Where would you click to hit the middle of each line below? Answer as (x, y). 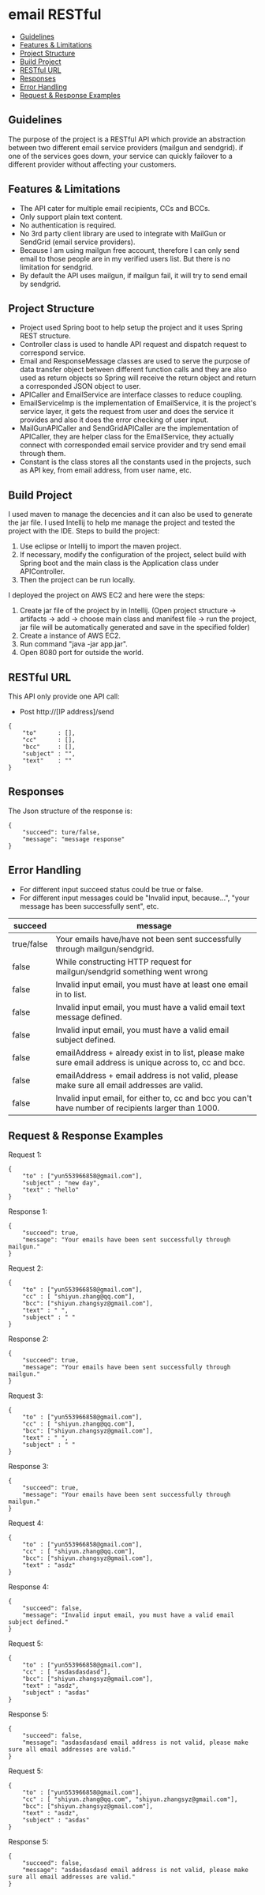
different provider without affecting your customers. (92, 164)
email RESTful (55, 15)
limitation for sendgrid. (56, 267)
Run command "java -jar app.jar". (73, 644)
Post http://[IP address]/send (67, 712)
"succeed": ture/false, (62, 832)
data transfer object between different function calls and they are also (133, 370)
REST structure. (45, 336)
